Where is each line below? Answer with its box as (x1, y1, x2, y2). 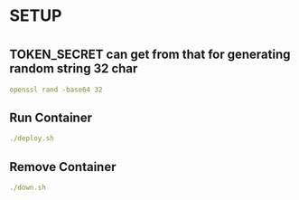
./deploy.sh (9, 134, 54, 143)
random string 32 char (9, 61, 138, 77)
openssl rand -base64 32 (9, 85, 103, 94)
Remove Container (9, 159, 117, 175)
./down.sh (9, 183, 47, 193)
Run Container (9, 110, 93, 126)
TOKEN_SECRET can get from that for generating (9, 47, 291, 62)
